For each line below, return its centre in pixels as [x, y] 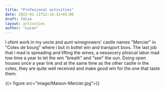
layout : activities [25, 23]
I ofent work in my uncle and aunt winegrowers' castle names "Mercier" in [81, 42]
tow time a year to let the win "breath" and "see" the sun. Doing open [76, 58]
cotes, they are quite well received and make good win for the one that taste [82, 68]
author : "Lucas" [22, 28]
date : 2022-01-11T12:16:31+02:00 [40, 14]
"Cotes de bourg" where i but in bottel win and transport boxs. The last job [81, 47]
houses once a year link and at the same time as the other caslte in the [77, 63]
